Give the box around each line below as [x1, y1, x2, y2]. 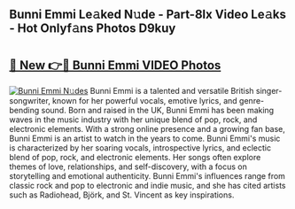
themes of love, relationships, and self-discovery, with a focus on [9, 161, 248, 172]
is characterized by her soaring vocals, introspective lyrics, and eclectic [9, 143, 272, 153]
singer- [255, 86, 283, 96]
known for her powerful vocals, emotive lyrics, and [51, 96, 237, 105]
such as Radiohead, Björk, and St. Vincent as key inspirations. [9, 190, 235, 200]
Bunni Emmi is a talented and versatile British [89, 86, 254, 96]
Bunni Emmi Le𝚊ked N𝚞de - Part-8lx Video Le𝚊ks [9, 7, 286, 22]
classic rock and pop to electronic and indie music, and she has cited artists [9, 181, 286, 190]
